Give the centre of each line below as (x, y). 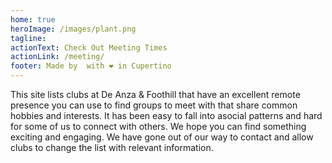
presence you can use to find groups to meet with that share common (154, 105)
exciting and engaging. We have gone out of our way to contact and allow (162, 137)
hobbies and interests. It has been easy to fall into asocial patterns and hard (166, 115)
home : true (33, 19)
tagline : (28, 38)
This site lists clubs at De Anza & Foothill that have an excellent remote (155, 94)
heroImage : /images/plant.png (73, 29)
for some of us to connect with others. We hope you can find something (158, 126)
